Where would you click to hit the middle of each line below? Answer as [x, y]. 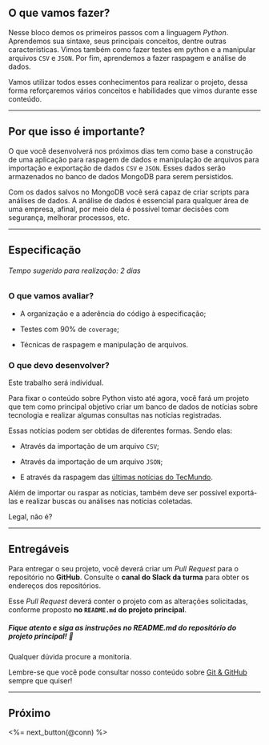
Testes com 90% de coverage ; [70, 329]
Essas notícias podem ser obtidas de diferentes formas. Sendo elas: [120, 431]
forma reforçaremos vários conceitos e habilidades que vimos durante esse [133, 90]
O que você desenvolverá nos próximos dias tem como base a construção [131, 150]
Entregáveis [39, 549]
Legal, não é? [30, 516]
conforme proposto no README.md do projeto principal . [97, 609]
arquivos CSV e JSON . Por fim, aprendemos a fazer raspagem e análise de [127, 58]
